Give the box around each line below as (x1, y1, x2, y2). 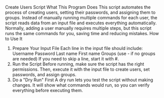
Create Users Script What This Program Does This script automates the (5, 4, 151, 10)
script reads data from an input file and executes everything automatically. (5, 20, 157, 26)
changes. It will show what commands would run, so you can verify (12, 82, 150, 88)
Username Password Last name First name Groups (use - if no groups (12, 50, 156, 56)
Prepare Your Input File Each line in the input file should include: (12, 46, 143, 51)
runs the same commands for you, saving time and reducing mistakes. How (5, 31, 160, 36)
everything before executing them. (12, 88, 83, 93)
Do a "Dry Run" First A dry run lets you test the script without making (12, 77, 154, 83)
